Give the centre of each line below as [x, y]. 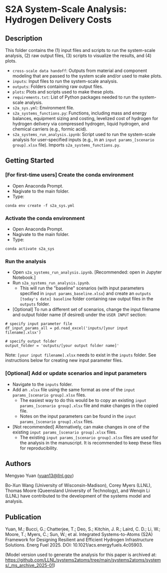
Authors [18, 463]
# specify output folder [31, 341]
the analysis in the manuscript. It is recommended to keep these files [90, 442]
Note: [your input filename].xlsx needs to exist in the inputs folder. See [81, 355]
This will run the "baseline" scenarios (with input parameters [82, 288]
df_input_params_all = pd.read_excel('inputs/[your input [67, 328]
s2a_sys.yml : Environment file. [43, 108]
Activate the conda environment [45, 218]
